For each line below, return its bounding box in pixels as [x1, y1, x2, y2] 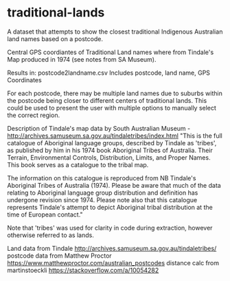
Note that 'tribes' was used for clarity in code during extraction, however [7, 223, 213, 232]
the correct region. [7, 111, 60, 119]
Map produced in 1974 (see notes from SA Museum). [7, 55, 157, 63]
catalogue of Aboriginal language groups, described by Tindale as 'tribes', [7, 138, 217, 147]
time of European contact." [7, 210, 84, 219]
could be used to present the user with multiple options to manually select [7, 103, 216, 112]
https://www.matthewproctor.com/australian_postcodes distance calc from [7, 258, 220, 267]
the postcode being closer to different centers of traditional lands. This [7, 96, 207, 104]
